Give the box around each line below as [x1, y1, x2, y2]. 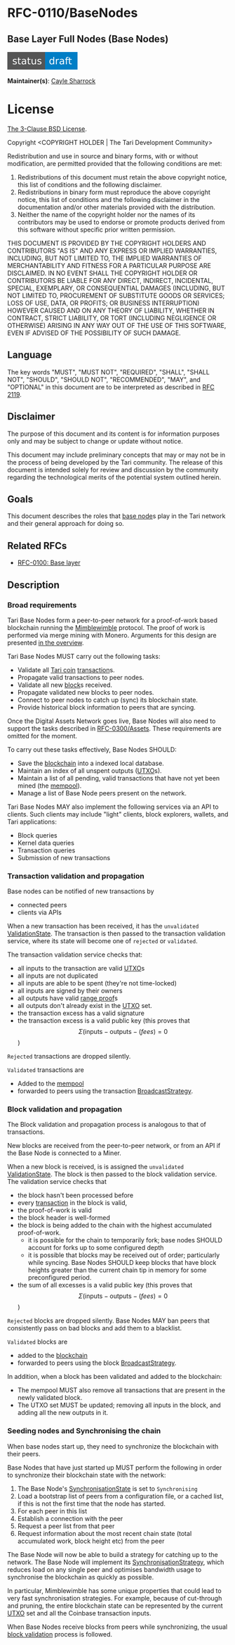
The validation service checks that [7, 1178, 107, 1186]
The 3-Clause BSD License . [7, 125, 88, 133]
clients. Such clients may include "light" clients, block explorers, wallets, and [7, 809, 229, 818]
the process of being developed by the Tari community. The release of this [7, 458, 223, 466]
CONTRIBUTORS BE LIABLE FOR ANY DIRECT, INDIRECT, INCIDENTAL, [7, 276, 214, 284]
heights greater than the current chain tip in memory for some [27, 1266, 207, 1275]
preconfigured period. [27, 1273, 92, 1282]
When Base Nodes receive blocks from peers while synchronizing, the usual [7, 1622, 228, 1631]
